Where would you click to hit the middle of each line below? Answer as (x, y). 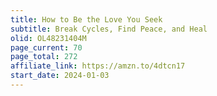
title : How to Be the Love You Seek (86, 19)
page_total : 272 (44, 57)
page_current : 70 (46, 47)
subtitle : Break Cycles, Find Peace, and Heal (109, 29)
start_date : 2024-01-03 (60, 76)
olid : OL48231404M (48, 38)
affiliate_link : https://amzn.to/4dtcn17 (98, 66)
